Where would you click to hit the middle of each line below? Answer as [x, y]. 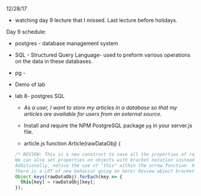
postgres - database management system [66, 43]
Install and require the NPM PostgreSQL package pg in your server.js [108, 125]
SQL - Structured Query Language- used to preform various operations [103, 55]
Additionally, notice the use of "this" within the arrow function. [102, 166]
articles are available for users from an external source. [93, 114]
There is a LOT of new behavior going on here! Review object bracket [105, 171]
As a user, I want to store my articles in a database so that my [100, 108]
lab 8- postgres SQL [40, 96]
